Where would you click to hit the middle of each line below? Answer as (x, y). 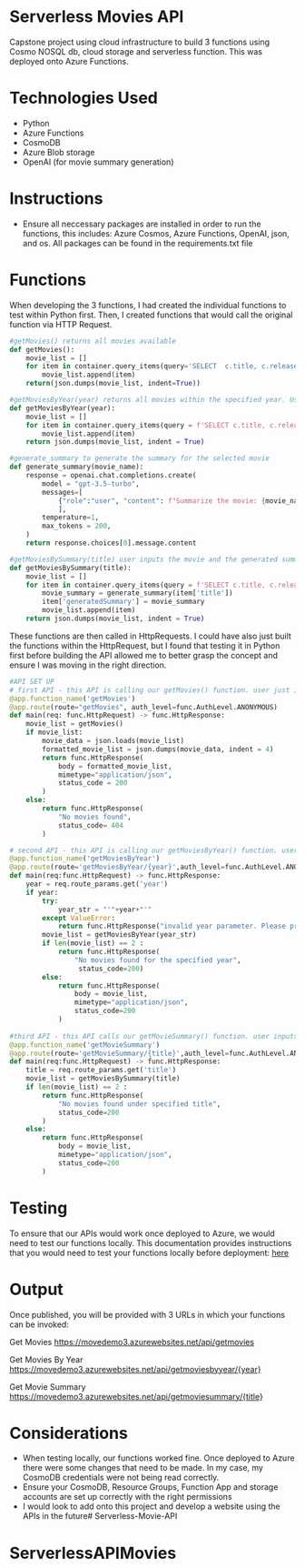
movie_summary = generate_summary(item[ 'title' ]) (138, 593)
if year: (42, 892)
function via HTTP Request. (61, 324)
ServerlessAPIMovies (93, 1553)
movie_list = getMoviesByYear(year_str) (119, 935)
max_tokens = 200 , (77, 526)
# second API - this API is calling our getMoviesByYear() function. (144, 850)
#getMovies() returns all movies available (93, 341)
